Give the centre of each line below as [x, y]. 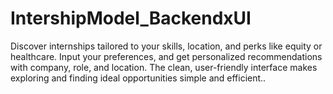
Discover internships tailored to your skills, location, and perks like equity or [166, 46]
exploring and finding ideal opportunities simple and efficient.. [138, 78]
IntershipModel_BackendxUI [131, 18]
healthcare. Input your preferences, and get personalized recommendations [166, 56]
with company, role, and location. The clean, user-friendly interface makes [164, 67]
